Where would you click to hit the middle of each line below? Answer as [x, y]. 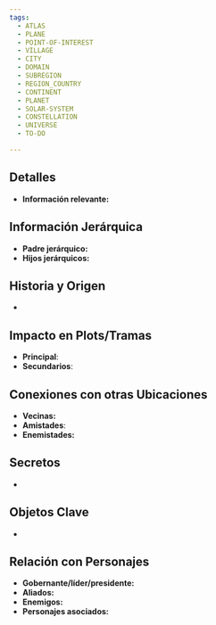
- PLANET [33, 100]
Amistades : [44, 425]
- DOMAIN [33, 68]
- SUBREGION [40, 76]
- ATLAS [32, 26]
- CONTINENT [40, 92]
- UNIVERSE [37, 126]
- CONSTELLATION [47, 117]
